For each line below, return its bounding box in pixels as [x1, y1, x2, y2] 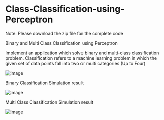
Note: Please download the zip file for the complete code [5, 30, 123, 36]
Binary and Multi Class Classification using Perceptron [5, 40, 118, 46]
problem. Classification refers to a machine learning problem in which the [5, 55, 157, 61]
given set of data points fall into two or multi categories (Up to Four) [5, 60, 146, 66]
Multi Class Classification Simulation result [5, 99, 94, 105]
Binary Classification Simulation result [5, 80, 84, 86]
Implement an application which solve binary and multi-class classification [5, 50, 159, 56]
